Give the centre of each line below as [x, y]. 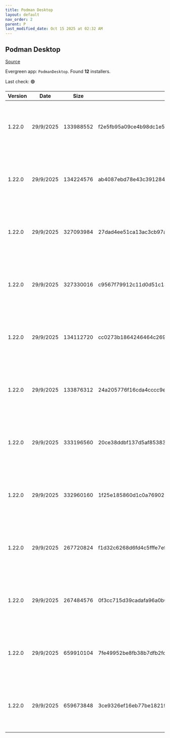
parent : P [16, 24]
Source [13, 61]
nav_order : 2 [19, 19]
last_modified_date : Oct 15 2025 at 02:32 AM [54, 29]
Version [17, 96]
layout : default [22, 15]
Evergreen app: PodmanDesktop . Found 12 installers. [58, 71]
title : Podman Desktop [29, 10]
